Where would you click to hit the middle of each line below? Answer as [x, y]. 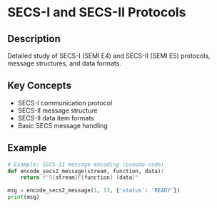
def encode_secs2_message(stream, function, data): [86, 171]
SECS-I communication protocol [65, 103]
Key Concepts [39, 86]
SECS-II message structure [57, 110]
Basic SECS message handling [63, 125]
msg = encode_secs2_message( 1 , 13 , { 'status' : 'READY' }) [94, 191]
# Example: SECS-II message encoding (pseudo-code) [86, 165]
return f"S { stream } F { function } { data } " [80, 178]
